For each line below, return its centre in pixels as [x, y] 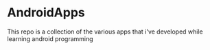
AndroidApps [46, 13]
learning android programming [50, 38]
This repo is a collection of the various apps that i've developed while [105, 32]
